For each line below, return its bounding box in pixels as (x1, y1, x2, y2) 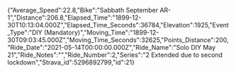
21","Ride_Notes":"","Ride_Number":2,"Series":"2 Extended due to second (7, 51, 223, 59)
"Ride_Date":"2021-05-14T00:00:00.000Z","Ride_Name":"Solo (7, 44, 190, 51)
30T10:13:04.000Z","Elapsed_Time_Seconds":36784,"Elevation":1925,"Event (7, 21, 229, 29)
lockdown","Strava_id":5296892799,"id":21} (7, 58, 135, 66)
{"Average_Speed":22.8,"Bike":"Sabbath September (7, 6, 158, 14)
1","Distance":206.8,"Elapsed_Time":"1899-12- (7, 13, 142, 22)
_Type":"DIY (7, 28, 43, 36)
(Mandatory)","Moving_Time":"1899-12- (43, 28, 159, 36)
